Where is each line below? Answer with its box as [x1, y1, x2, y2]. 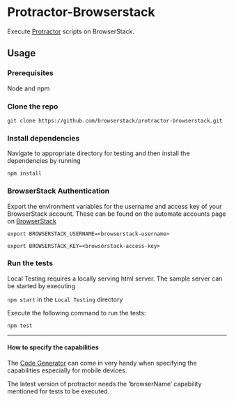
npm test [7, 322, 33, 329]
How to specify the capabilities [7, 343, 99, 352]
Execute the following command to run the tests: [7, 308, 146, 317]
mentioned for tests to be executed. [7, 387, 110, 395]
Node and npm [7, 84, 50, 93]
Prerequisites [7, 68, 54, 78]
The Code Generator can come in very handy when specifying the [7, 359, 197, 368]
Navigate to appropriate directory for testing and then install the [7, 149, 190, 157]
